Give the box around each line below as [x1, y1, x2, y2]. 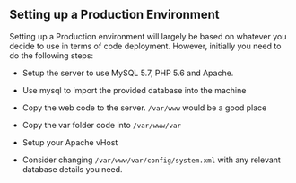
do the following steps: [9, 49, 94, 61]
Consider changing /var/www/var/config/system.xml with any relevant [22, 154, 281, 165]
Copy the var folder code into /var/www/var [22, 119, 182, 130]
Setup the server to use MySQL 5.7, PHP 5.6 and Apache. [22, 67, 234, 78]
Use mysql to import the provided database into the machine [22, 84, 247, 95]
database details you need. [22, 163, 123, 174]
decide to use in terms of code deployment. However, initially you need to [9, 40, 282, 51]
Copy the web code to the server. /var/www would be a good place [22, 102, 267, 113]
